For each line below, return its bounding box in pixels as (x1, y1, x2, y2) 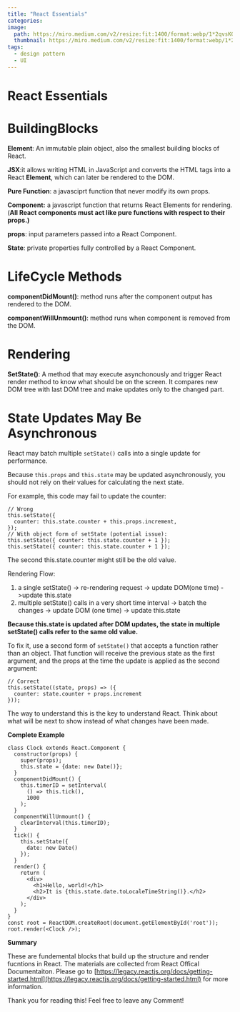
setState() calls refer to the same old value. (7, 627, 138, 636)
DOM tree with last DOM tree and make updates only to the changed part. (7, 385, 224, 394)
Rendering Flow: (7, 569, 56, 578)
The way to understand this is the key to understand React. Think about (7, 708, 218, 718)
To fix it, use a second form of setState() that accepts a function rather (7, 641, 219, 650)
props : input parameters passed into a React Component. (7, 229, 177, 238)
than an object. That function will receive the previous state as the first (7, 648, 216, 657)
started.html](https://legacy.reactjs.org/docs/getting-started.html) (7, 974, 201, 983)
